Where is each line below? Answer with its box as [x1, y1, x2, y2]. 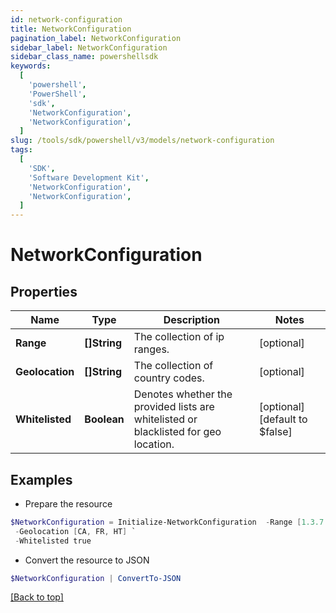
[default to [258, 412, 308, 426]
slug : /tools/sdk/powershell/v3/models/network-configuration [10, 136, 275, 146]
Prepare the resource [24, 497, 113, 510]
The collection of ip [133, 330, 225, 344]
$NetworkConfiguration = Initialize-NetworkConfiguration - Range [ [10, 517, 302, 527]
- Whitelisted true [14, 536, 92, 546]
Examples [10, 471, 73, 488]
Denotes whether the [133, 387, 233, 401]
